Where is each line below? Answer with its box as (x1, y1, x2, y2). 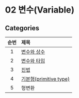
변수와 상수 (21, 49, 45, 55)
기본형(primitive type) (21, 76, 70, 82)
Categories (5, 24, 40, 32)
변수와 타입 (21, 57, 45, 64)
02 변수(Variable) (5, 4, 75, 15)
